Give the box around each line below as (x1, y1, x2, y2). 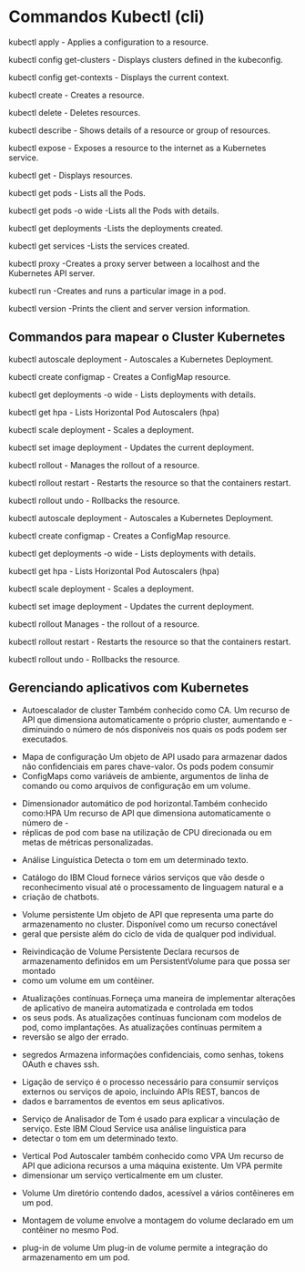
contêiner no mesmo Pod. (21, 1224, 119, 1236)
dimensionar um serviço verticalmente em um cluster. (21, 1169, 224, 1181)
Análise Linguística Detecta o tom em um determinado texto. (21, 854, 249, 865)
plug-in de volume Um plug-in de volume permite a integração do (21, 1242, 269, 1253)
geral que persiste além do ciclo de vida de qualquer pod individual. (21, 928, 277, 939)
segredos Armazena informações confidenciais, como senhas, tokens (21, 1049, 284, 1060)
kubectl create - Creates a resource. (8, 89, 145, 100)
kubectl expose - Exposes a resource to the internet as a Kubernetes (8, 142, 267, 153)
